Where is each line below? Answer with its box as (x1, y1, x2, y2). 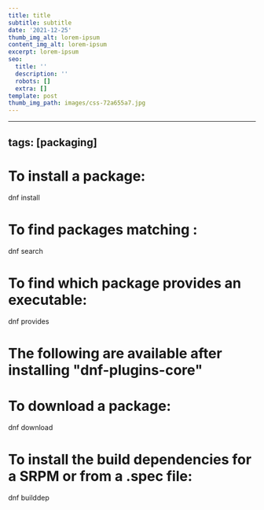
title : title (8, 11, 51, 20)
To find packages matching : (8, 221, 198, 238)
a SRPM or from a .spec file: (8, 467, 192, 485)
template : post (8, 92, 58, 100)
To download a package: (8, 397, 171, 415)
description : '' (15, 70, 68, 78)
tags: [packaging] (8, 135, 97, 149)
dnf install (8, 193, 41, 203)
